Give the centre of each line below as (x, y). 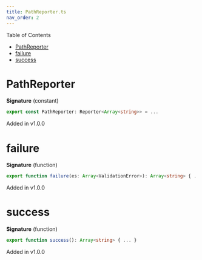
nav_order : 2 (23, 18)
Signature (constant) (32, 101)
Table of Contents (29, 35)
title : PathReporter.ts (36, 12)
